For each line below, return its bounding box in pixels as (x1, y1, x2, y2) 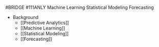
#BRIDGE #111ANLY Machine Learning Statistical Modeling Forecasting (5, 5, 154, 10)
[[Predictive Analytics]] (20, 20, 69, 26)
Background (12, 14, 39, 20)
